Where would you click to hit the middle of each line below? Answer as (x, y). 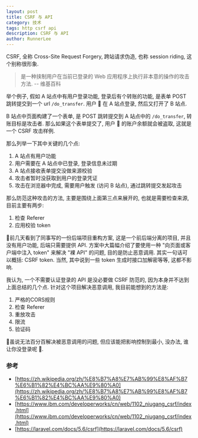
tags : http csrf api (32, 28)
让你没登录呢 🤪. (25, 349)
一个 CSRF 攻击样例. (31, 131)
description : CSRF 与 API (37, 34)
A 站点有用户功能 (35, 156)
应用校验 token (33, 225)
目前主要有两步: (25, 205)
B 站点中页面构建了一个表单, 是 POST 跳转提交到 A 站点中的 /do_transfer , (96, 116)
